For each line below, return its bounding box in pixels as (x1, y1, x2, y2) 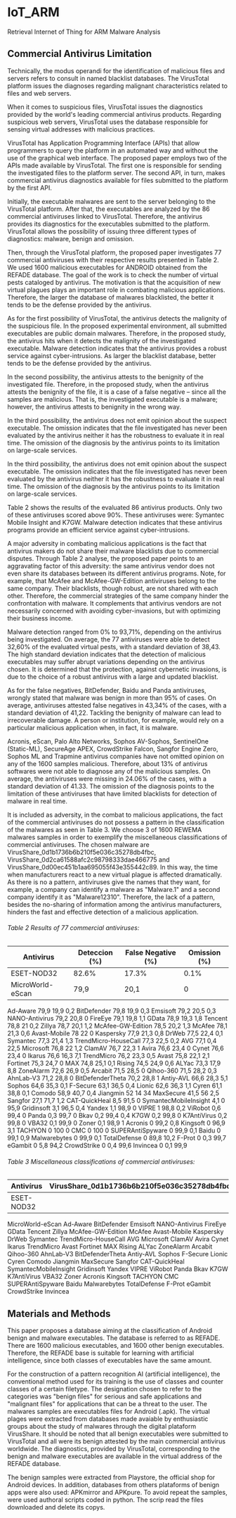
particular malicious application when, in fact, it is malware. (7, 723, 179, 732)
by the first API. (7, 184, 53, 192)
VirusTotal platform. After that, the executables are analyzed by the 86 (7, 205, 210, 213)
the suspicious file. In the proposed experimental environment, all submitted (7, 321, 227, 330)
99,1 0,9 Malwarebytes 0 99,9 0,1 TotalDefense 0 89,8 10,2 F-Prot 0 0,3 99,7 (7, 1133, 227, 1142)
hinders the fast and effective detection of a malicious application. (7, 907, 199, 916)
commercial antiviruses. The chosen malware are (7, 840, 150, 848)
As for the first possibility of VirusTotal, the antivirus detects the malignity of (7, 314, 227, 322)
